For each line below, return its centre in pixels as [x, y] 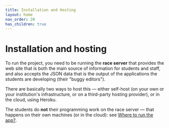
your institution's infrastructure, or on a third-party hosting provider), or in [82, 95]
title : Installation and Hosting [41, 10]
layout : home [19, 15]
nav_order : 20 [20, 19]
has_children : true [26, 24]
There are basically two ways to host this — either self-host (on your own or [85, 89]
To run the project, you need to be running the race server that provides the [85, 63]
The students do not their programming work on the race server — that [80, 110]
